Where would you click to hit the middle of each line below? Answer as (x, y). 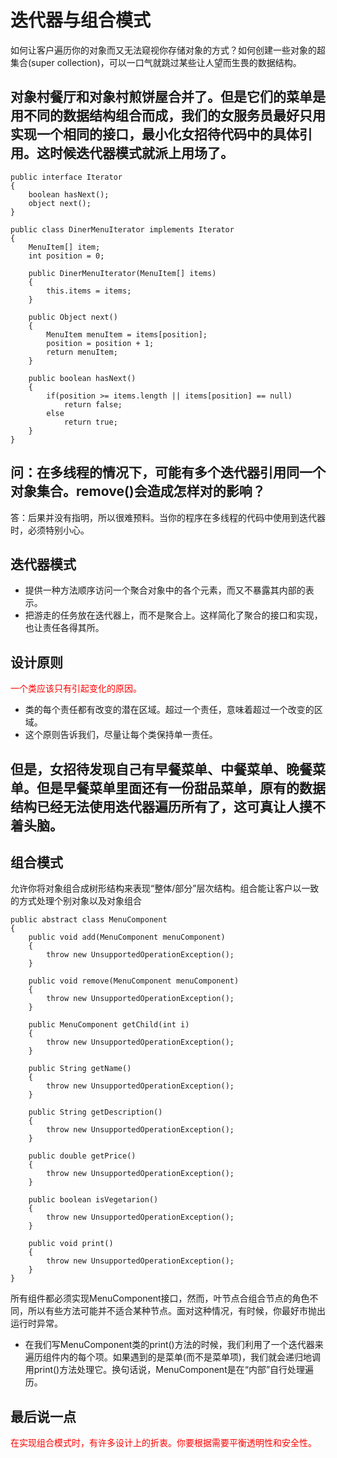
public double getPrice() (82, 1156)
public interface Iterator (66, 177)
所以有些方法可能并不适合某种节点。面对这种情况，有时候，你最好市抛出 (176, 1311)
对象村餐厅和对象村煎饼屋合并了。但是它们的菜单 (161, 97)
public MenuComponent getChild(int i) (109, 1025)
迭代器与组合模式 (81, 20)
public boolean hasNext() (82, 378)
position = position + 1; (100, 343)
